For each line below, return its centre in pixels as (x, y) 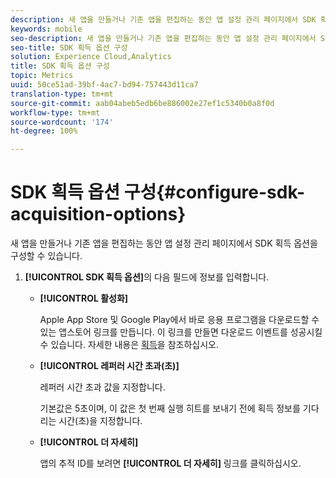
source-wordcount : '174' (62, 122)
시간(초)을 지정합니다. (100, 421)
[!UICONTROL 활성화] (84, 298)
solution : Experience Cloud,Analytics (91, 57)
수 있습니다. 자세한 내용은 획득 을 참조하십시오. (129, 345)
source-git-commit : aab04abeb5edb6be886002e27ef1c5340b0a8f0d (142, 103)
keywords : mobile (46, 29)
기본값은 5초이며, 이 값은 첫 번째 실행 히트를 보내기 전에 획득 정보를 (170, 408)
